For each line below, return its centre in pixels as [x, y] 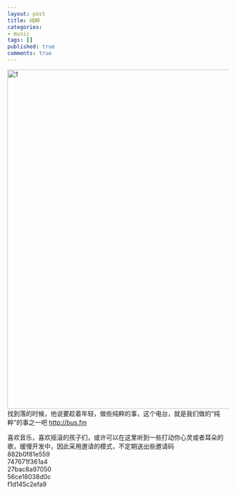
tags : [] [20, 40]
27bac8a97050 [29, 469]
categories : [25, 27]
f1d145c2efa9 [27, 484]
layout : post [26, 14]
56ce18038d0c [29, 476]
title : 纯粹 [24, 20]
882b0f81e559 [29, 454]
